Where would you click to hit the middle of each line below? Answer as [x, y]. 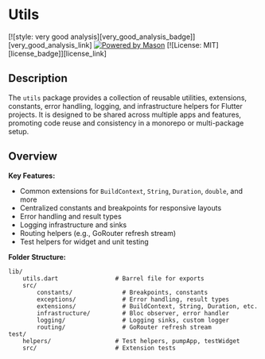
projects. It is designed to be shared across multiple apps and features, [125, 114]
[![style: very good [39, 37]
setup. [19, 131]
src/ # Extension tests [99, 348]
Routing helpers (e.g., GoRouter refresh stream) [98, 233]
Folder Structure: [37, 257]
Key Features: [32, 176]
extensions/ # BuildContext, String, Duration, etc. [148, 306]
